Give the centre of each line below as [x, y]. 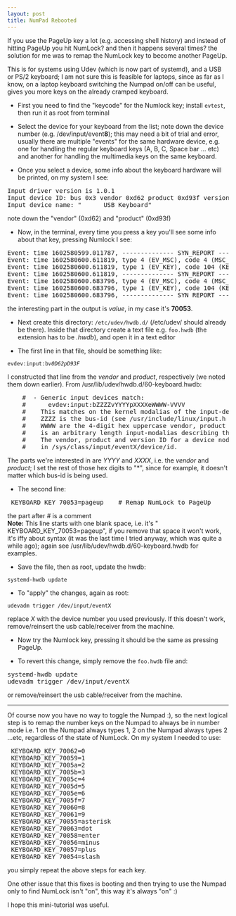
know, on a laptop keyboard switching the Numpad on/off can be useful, [112, 84]
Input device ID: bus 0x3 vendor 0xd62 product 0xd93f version [118, 197]
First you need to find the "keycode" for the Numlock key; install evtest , [122, 105]
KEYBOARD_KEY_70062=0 [48, 751]
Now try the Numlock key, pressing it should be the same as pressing [118, 640]
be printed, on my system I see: [63, 177]
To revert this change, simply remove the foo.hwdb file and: [103, 661]
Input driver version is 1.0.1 [61, 190]
